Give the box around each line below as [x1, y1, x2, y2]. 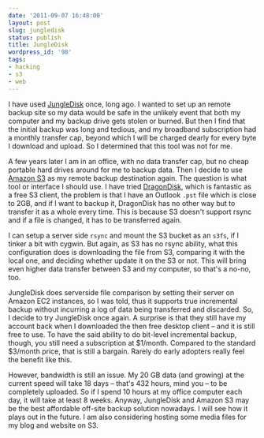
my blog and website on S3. [8, 420, 99, 430]
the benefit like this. [8, 354, 73, 364]
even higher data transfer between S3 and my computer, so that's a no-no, [8, 264, 251, 273]
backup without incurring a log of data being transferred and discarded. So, [8, 305, 254, 314]
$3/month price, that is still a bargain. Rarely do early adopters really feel [8, 346, 245, 356]
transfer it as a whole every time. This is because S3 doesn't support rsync [8, 207, 252, 216]
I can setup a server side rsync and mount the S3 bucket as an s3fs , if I [8, 230, 239, 240]
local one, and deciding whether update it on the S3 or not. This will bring [8, 256, 247, 265]
